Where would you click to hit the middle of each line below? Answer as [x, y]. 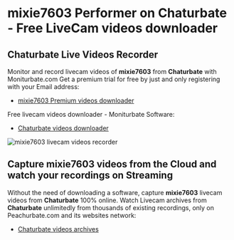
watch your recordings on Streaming [90, 176]
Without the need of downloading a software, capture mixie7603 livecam [115, 192]
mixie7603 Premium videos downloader [76, 100]
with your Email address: [43, 87]
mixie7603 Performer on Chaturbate [117, 13]
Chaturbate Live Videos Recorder [83, 54]
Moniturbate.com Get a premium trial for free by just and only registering [114, 79]
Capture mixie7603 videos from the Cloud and [112, 164]
